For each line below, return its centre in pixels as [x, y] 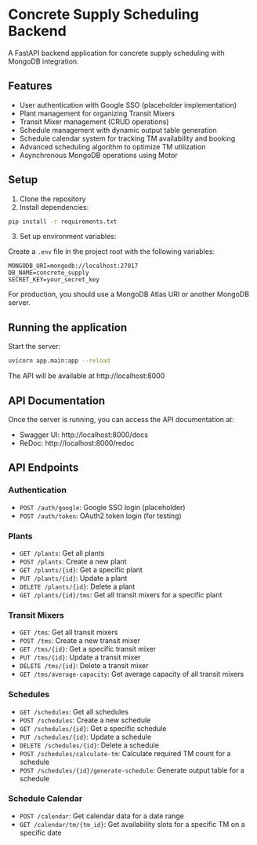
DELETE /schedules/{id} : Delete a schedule [89, 745]
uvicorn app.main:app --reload [59, 361]
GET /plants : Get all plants [62, 553]
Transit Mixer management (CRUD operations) [94, 121]
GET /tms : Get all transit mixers [69, 632]
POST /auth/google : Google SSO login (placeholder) [102, 507]
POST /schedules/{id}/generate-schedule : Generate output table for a [132, 770]
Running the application [68, 327]
